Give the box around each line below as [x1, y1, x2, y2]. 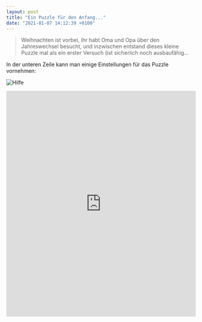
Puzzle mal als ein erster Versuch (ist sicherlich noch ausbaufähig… [20, 49, 189, 57]
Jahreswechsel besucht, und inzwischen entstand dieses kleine [20, 43, 179, 50]
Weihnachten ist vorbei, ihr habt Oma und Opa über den [20, 37, 160, 44]
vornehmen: [6, 67, 36, 75]
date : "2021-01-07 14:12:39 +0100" [6, 20, 96, 26]
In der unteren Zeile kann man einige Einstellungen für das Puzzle [6, 61, 169, 68]
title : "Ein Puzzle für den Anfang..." [6, 14, 106, 20]
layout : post [6, 8, 39, 15]
